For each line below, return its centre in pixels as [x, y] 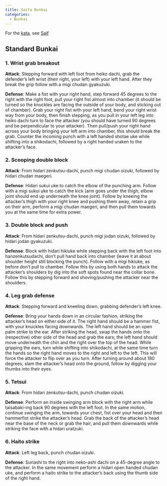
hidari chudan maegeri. [29, 176]
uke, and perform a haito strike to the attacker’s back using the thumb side [82, 473]
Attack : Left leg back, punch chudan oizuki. [50, 452]
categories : [17, 14]
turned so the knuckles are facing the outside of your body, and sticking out [83, 105]
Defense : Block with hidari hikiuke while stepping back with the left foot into [83, 251]
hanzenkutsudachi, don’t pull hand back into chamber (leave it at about [78, 256]
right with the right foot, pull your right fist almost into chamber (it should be [83, 100]
